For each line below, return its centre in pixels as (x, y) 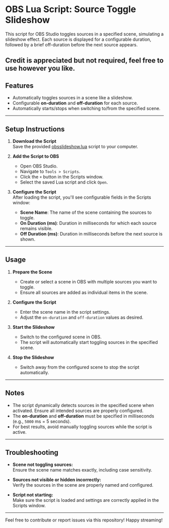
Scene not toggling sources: (43, 464)
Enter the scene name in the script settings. (65, 312)
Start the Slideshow (34, 327)
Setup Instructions (35, 129)
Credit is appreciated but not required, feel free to (84, 61)
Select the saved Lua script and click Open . (64, 182)
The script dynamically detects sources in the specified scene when (83, 405)
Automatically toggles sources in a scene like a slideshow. (73, 98)
